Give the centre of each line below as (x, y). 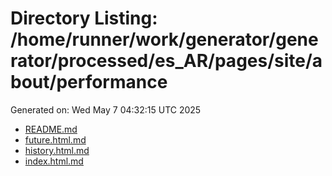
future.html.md (55, 139)
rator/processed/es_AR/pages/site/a (166, 61)
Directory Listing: (84, 18)
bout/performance (89, 82)
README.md (51, 129)
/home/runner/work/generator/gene (164, 39)
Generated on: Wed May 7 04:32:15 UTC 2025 (106, 109)
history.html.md (57, 150)
